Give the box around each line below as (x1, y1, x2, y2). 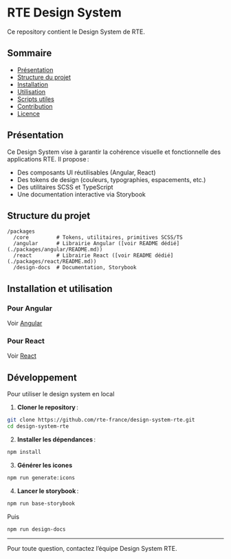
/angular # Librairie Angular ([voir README (13, 240, 158, 247)
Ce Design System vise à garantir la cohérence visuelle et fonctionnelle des (7, 148, 221, 156)
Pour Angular (7, 304, 53, 313)
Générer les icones (16, 461, 73, 469)
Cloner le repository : (16, 403, 79, 411)
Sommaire (7, 47, 52, 59)
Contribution (16, 102, 53, 111)
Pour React (7, 336, 45, 345)
